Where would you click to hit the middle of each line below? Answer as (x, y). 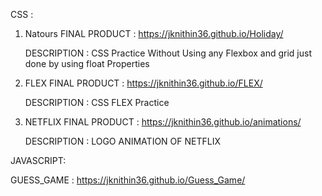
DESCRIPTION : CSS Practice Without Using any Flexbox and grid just (168, 53)
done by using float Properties (87, 63)
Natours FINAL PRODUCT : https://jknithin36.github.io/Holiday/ (154, 33)
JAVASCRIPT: (38, 160)
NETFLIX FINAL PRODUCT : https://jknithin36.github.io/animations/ (163, 122)
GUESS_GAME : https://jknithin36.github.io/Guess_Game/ (128, 180)
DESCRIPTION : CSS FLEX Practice (97, 102)
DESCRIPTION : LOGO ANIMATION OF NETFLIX (122, 141)
